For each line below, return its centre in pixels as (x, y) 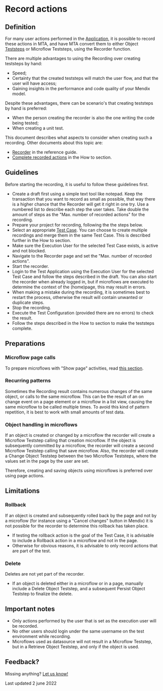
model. (19, 94)
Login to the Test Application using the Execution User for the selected (83, 271)
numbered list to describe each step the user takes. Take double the (81, 209)
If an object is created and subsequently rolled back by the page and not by (81, 515)
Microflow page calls (30, 357)
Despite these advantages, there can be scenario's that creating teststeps (79, 103)
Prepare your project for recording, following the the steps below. (78, 224)
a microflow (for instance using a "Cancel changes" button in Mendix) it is (79, 521)
